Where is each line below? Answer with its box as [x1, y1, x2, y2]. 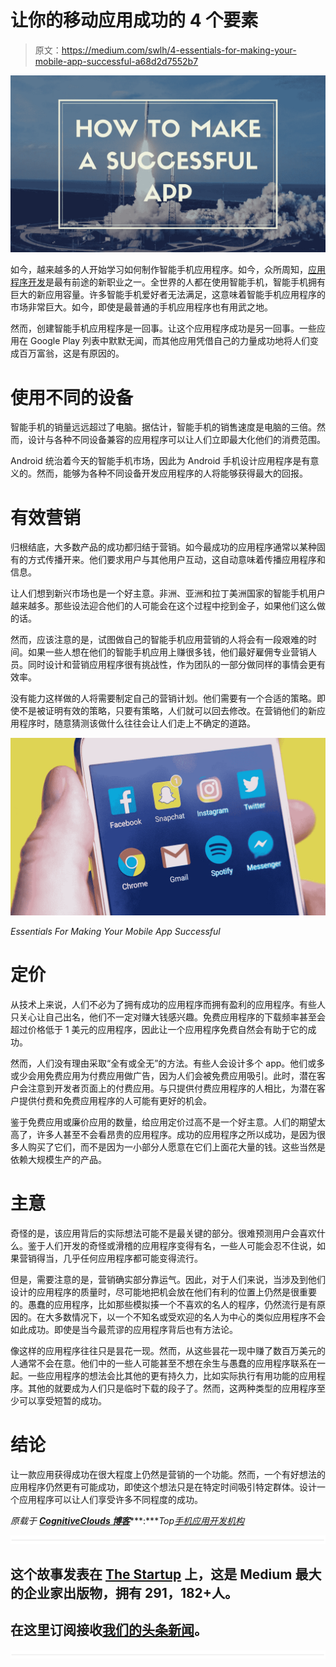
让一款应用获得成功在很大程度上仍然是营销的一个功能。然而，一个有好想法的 [10, 1468, 326, 1480]
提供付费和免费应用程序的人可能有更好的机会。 [18, 1094, 212, 1106]
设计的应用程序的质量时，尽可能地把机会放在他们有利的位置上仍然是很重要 [10, 1286, 317, 1298]
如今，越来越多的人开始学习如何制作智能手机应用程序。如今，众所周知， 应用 [10, 264, 326, 276]
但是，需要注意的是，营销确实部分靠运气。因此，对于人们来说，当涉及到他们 [10, 1273, 326, 1285]
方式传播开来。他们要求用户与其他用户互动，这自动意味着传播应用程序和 [27, 554, 326, 566]
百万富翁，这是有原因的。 [18, 347, 125, 360]
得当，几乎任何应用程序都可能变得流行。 [36, 1252, 203, 1264]
